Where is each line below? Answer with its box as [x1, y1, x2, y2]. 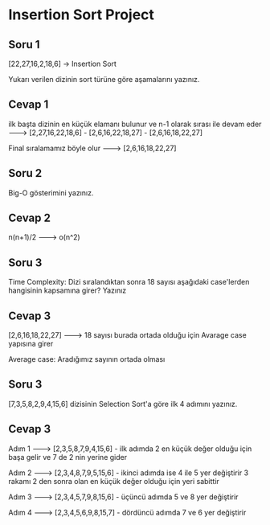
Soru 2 [8, 166, 43, 180]
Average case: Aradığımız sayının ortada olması [8, 355, 166, 364]
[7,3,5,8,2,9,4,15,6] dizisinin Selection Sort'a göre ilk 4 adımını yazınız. [8, 399, 238, 408]
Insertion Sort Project [8, 6, 155, 24]
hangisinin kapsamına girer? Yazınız [8, 285, 127, 295]
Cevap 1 [8, 98, 49, 112]
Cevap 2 [8, 211, 51, 225]
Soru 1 [8, 38, 40, 51]
